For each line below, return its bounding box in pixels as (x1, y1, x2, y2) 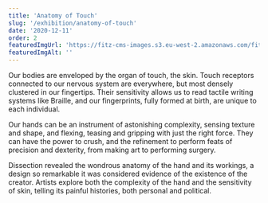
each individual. (8, 104, 61, 114)
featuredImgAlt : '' (8, 49, 73, 57)
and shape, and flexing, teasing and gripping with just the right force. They (8, 128, 254, 138)
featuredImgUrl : (8, 41, 62, 49)
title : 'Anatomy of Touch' (8, 11, 98, 20)
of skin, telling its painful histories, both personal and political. (8, 186, 211, 195)
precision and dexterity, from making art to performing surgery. (8, 145, 217, 154)
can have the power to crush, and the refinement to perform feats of (8, 137, 233, 146)
